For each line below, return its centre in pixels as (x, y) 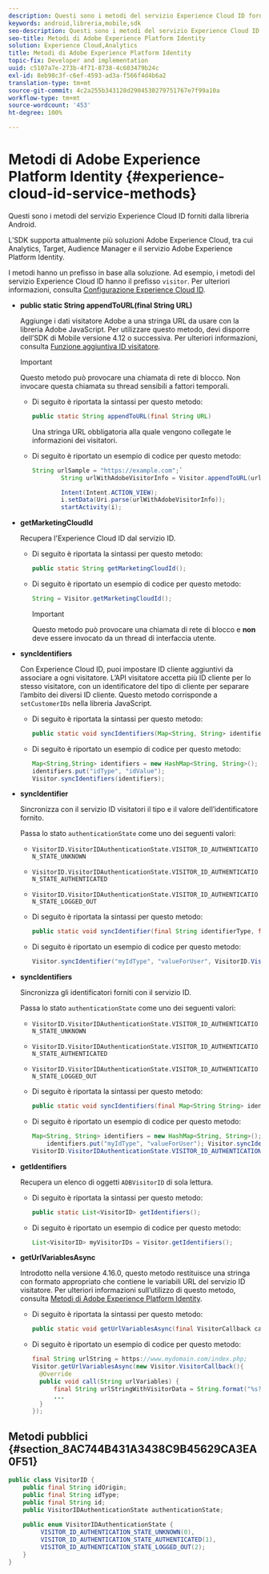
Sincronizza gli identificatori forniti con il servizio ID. (106, 993)
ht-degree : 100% (35, 113)
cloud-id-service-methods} (103, 194)
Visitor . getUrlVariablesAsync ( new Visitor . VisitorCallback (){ (138, 1367)
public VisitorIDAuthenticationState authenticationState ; (123, 1510)
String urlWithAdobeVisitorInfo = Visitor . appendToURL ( (156, 478)
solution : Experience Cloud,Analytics (73, 46)
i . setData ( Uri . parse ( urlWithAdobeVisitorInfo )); (143, 500)
